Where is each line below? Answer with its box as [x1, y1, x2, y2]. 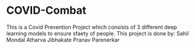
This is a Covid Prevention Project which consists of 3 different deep [6, 23, 177, 31]
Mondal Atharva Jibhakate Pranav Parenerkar [6, 36, 120, 43]
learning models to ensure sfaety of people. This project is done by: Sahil [6, 29, 189, 37]
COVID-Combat [6, 4, 87, 17]
